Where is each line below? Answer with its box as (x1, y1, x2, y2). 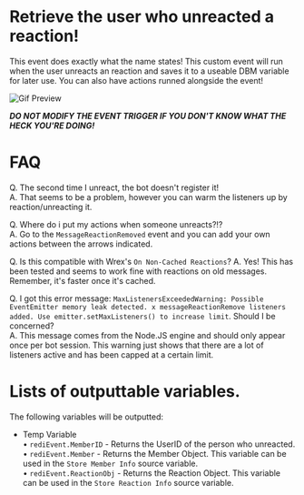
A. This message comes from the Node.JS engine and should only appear (9, 329, 286, 340)
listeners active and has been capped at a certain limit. (9, 349, 214, 360)
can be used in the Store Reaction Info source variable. (22, 477, 234, 488)
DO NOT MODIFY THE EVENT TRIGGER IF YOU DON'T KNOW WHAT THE (9, 110, 287, 121)
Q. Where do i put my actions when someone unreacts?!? (9, 218, 223, 229)
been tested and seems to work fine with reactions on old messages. (9, 266, 268, 277)
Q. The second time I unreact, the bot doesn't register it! (9, 182, 220, 193)
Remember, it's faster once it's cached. (9, 275, 156, 286)
